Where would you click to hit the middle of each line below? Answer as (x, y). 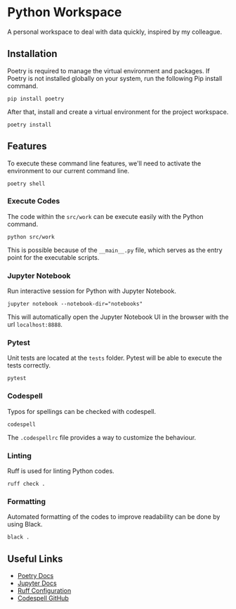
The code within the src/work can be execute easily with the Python (105, 216)
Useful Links (35, 559)
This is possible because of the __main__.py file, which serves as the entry (115, 250)
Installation (32, 54)
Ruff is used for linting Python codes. (61, 471)
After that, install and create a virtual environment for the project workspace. (118, 112)
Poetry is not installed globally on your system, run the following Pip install (115, 78)
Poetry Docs (35, 576)
